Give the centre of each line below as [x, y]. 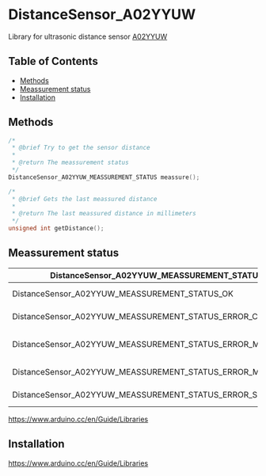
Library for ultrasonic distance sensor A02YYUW [88, 36]
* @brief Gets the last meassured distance [84, 199]
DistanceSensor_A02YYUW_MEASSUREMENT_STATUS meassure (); [104, 177]
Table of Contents [53, 61]
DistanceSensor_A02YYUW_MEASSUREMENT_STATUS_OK [123, 293]
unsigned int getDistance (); [56, 228]
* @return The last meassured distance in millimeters [104, 214]
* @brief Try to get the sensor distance [81, 148]
